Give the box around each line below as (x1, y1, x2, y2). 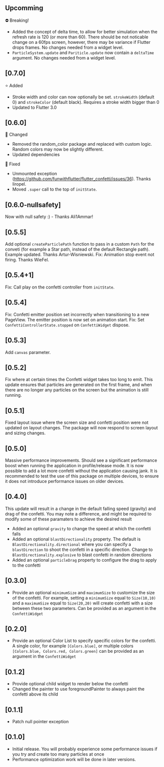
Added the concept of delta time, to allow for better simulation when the (12, 29, 158, 34)
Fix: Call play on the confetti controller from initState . (5, 284, 115, 290)
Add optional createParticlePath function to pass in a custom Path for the (5, 241, 154, 247)
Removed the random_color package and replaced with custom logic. (12, 141, 153, 147)
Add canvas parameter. (5, 349, 51, 355)
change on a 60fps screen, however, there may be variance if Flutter (12, 39, 151, 45)
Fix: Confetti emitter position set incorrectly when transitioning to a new (5, 311, 149, 317)
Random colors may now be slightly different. (12, 146, 104, 152)
